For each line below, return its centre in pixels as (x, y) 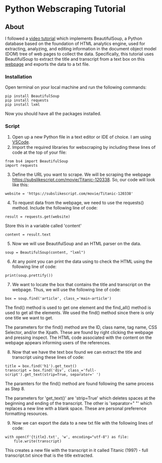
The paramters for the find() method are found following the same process (80, 383)
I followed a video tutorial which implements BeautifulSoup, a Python (74, 38)
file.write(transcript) (38, 441)
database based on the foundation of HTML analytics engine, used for (75, 44)
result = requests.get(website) (38, 217)
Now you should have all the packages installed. (53, 114)
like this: (20, 185)
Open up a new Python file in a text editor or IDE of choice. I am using (81, 137)
